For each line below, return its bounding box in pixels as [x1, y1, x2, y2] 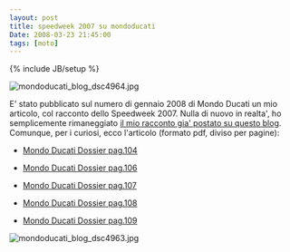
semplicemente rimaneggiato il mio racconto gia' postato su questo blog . [9, 118, 282, 129]
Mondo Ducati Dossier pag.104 [22, 145, 138, 156]
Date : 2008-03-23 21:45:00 [9, 30, 111, 39]
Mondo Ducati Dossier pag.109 [22, 215, 138, 227]
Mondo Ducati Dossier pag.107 [22, 180, 138, 191]
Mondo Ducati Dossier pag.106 [22, 162, 138, 173]
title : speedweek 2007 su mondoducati [9, 22, 156, 31]
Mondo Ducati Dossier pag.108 [22, 198, 138, 208]
